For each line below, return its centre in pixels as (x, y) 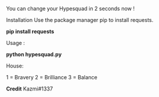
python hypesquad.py (34, 54)
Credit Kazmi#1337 (30, 89)
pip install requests (30, 31)
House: (15, 66)
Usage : (16, 43)
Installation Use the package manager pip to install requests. (80, 20)
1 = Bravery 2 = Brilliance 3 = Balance (52, 77)
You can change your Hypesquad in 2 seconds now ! (70, 9)
